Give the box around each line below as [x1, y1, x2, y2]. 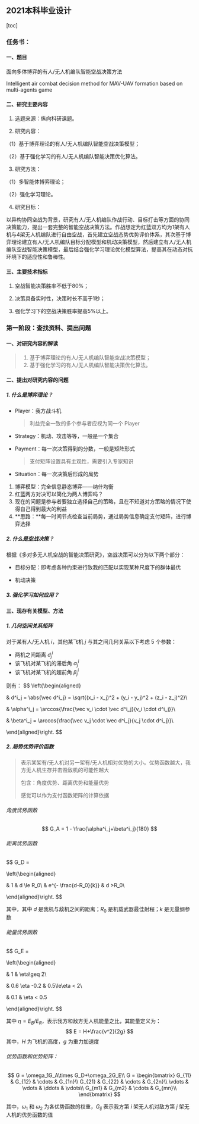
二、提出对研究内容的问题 [6, 377, 69, 384]
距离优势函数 [6, 840, 37, 847]
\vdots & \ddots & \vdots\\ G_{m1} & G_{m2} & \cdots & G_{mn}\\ [22, 1084, 177, 1091]
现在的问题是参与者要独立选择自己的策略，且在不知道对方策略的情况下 [14, 498, 187, 505]
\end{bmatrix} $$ [78, 1091, 121, 1098]
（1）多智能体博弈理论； [6, 178, 66, 186]
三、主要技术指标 [6, 268, 48, 275]
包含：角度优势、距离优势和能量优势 [20, 779, 110, 787]
